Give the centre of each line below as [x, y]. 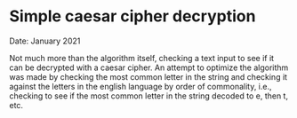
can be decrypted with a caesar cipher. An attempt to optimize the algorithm [149, 67]
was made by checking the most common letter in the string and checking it [148, 76]
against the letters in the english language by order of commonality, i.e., [141, 86]
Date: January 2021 [45, 41]
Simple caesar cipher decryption [132, 16]
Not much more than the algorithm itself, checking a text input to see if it [141, 58]
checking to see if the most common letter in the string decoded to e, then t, [149, 96]
